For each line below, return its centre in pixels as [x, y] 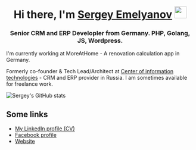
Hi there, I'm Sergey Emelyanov [93, 15]
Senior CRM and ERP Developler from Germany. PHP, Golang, [100, 33]
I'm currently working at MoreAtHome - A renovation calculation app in [93, 54]
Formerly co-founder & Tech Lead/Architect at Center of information [90, 71]
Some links [27, 114]
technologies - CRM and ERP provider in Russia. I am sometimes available [97, 78]
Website [25, 141]
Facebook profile [35, 135]
